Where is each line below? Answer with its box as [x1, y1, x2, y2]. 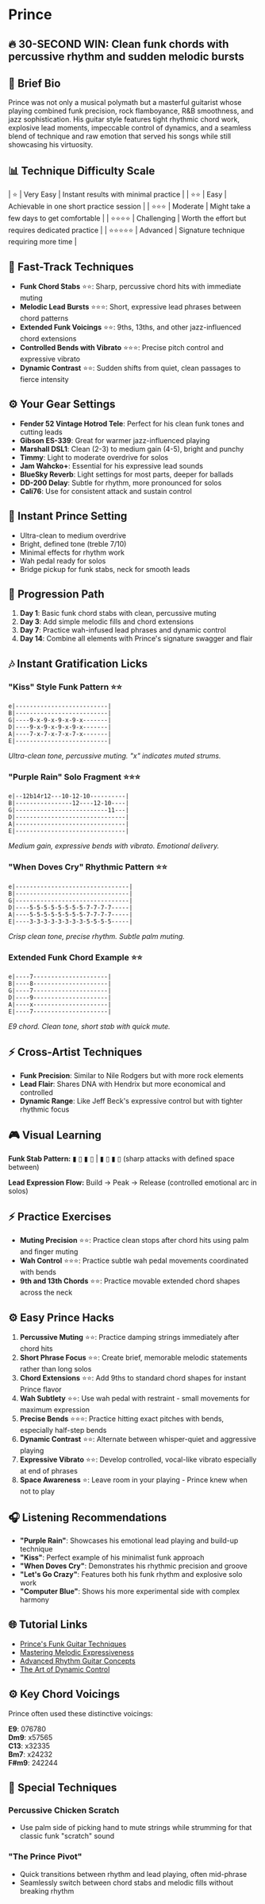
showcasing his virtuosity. [8, 140, 94, 150]
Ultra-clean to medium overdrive [19, 531, 127, 540]
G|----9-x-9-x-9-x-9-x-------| [8, 716, 112, 725]
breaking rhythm [19, 1886, 75, 1895]
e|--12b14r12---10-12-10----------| [8, 792, 129, 800]
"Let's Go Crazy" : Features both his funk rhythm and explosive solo [19, 1570, 243, 1579]
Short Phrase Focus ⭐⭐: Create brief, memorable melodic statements [19, 1353, 248, 1362]
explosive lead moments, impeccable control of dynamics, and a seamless [8, 123, 252, 133]
